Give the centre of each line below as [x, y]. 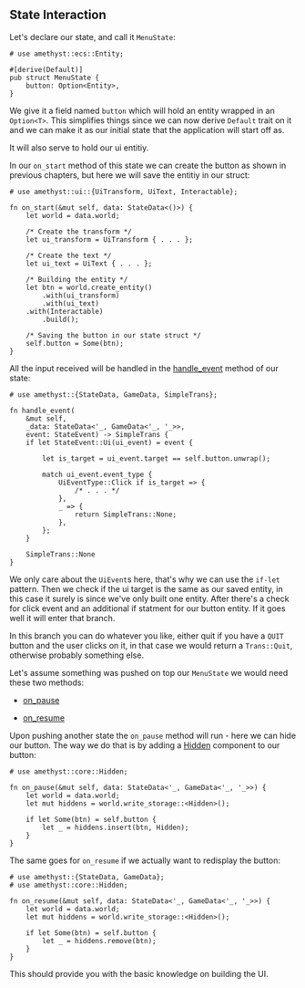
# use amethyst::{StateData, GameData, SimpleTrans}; [114, 395]
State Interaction [58, 15]
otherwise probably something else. [76, 655]
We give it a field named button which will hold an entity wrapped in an [142, 110]
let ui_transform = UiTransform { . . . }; [110, 239]
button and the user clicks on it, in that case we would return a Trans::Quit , [151, 645]
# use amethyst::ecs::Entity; [67, 54]
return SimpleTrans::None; [126, 515]
